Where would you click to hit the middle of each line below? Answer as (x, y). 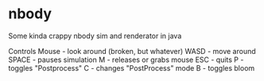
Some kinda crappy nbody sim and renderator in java (95, 36)
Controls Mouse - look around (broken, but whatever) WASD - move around (132, 51)
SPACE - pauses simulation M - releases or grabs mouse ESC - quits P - (126, 60)
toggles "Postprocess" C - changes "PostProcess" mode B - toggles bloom (132, 67)
